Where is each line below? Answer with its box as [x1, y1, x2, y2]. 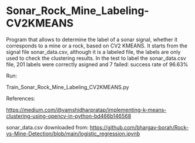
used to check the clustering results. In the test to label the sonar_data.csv [6, 55, 186, 62]
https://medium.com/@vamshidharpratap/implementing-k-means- [6, 106, 167, 113]
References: [6, 95, 35, 102]
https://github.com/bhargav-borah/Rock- [90, 124, 189, 131]
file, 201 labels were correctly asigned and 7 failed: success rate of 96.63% [6, 60, 189, 68]
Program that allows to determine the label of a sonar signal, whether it [6, 36, 178, 43]
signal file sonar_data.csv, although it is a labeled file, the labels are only [6, 48, 181, 55]
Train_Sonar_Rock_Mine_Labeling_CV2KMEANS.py [6, 83, 129, 90]
